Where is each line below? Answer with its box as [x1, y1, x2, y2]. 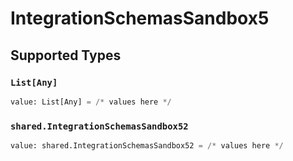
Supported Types [10, 47, 122, 64]
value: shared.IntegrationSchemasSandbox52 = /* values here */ [10, 141, 284, 151]
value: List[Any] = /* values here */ [10, 97, 172, 107]
